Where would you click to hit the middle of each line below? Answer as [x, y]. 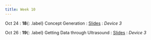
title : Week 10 [20, 9]
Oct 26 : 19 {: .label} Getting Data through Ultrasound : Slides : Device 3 [76, 32]
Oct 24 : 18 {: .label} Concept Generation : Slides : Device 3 [63, 23]
